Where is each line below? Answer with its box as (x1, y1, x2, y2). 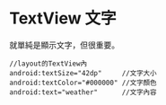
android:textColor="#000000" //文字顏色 (9, 78, 157, 87)
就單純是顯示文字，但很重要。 (9, 39, 119, 50)
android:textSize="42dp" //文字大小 (9, 68, 157, 77)
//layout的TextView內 (9, 59, 88, 68)
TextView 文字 (9, 8, 117, 29)
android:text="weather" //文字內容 (9, 87, 157, 97)
